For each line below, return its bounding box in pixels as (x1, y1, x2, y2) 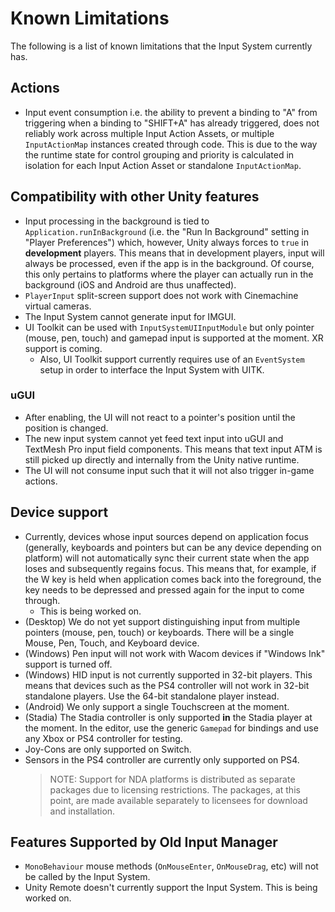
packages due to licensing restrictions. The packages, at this (49, 783, 301, 796)
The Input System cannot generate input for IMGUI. (24, 310, 237, 322)
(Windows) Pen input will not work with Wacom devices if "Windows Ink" (24, 647, 326, 659)
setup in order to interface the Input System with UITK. (39, 363, 265, 376)
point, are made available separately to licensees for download (49, 794, 308, 806)
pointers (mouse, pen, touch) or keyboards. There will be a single (24, 626, 295, 638)
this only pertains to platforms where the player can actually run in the (24, 268, 314, 280)
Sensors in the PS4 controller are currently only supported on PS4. (24, 753, 300, 766)
